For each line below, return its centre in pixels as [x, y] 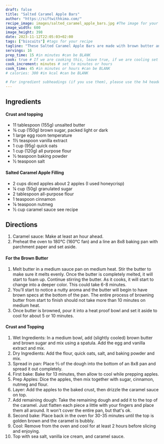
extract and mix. [29, 348]
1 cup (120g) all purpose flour [42, 151]
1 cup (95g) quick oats [35, 146]
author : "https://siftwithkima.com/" [44, 19]
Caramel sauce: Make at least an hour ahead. [58, 236]
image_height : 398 [24, 32]
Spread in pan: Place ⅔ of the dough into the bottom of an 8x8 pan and [84, 363]
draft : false [19, 10]
